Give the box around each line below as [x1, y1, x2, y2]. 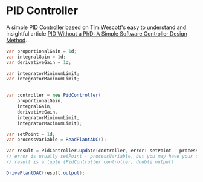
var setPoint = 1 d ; [6, 131, 56, 137]
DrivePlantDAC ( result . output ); [6, 170, 85, 176]
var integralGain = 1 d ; [6, 54, 66, 60]
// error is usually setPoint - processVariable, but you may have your [6, 154, 193, 160]
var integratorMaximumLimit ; [6, 76, 80, 82]
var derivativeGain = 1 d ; [6, 59, 71, 65]
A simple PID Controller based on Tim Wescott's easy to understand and [6, 24, 187, 31]
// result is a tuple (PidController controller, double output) [6, 159, 174, 165]
